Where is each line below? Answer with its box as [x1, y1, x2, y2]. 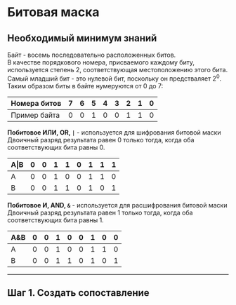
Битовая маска [7, 4, 100, 20]
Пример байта [11, 110, 60, 120]
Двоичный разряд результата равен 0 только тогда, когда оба [7, 135, 195, 144]
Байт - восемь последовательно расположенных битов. [7, 50, 176, 59]
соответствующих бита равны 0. [7, 143, 105, 151]
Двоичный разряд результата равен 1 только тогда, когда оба [7, 208, 193, 217]
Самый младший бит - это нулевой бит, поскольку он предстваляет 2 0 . [7, 73, 222, 83]
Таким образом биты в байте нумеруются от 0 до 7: [7, 81, 164, 90]
